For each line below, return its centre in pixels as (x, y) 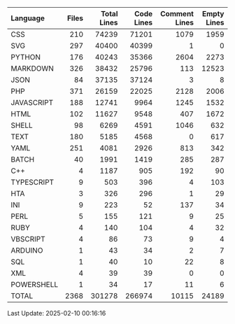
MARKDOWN (33, 68)
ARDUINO (27, 250)
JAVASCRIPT (32, 103)
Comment (177, 14)
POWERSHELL (34, 284)
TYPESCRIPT (33, 182)
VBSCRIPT (28, 239)
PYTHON (26, 57)
